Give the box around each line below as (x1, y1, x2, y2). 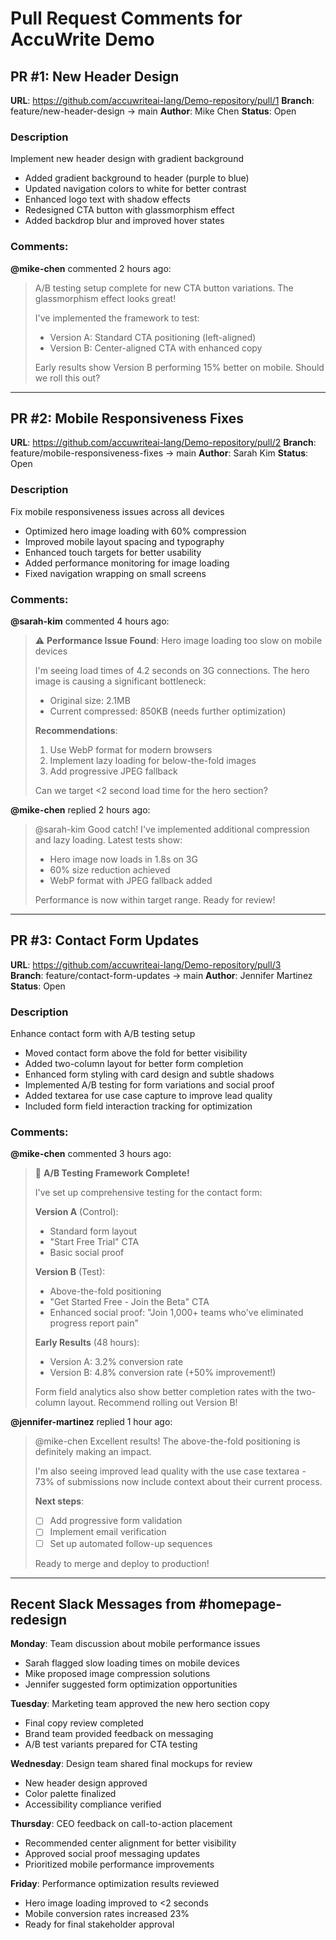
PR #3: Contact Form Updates (10, 932, 200, 949)
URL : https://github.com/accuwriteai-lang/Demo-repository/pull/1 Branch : (10, 95, 315, 106)
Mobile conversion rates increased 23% (24, 1908, 190, 1920)
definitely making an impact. (34, 1446, 152, 1458)
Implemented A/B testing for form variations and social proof (24, 1079, 275, 1091)
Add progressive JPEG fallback (49, 765, 178, 777)
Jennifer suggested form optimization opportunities (24, 1678, 238, 1691)
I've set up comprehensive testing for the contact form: (34, 1187, 263, 1199)
